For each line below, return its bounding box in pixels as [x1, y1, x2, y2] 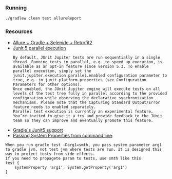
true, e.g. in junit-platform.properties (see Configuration [12, 78, 147, 83]
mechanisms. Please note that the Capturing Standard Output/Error [12, 100, 160, 105]
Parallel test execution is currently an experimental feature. [12, 109, 154, 114]
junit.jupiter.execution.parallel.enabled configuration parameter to [12, 73, 167, 78]
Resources [5, 28, 33, 35]
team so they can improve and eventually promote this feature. [12, 118, 154, 123]
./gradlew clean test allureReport [5, 16, 82, 21]
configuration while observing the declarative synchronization [12, 96, 154, 101]
